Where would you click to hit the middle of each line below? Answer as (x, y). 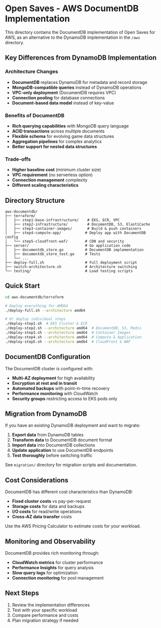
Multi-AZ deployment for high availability (53, 378)
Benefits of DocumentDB (35, 116)
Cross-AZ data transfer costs (42, 517)
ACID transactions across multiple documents (58, 131)
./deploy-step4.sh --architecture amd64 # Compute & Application (73, 337)
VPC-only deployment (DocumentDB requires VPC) (64, 92)
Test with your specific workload (44, 610)
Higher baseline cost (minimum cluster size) (57, 170)
